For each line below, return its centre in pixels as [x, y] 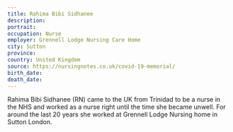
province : [22, 54]
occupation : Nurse [34, 34]
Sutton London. [30, 122]
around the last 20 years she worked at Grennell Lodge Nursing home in [113, 114]
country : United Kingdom [44, 60]
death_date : [25, 79]
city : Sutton [27, 47]
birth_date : [25, 73]
